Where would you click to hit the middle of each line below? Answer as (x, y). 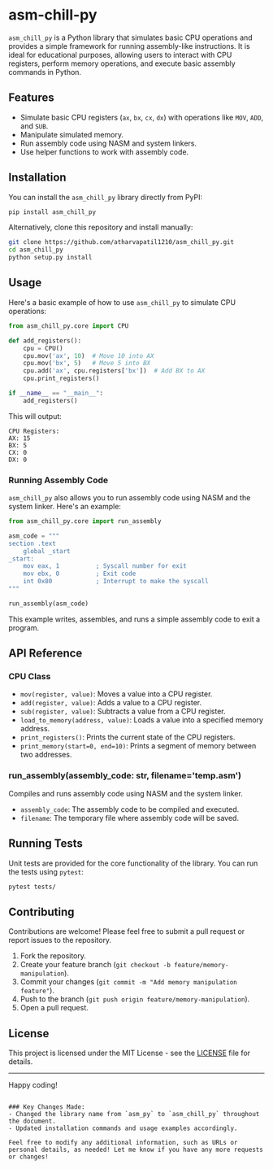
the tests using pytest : (46, 871)
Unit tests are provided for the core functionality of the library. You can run (133, 863)
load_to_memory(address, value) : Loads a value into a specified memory (142, 720)
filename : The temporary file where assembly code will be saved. (130, 818)
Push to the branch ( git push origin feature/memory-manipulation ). (135, 999)
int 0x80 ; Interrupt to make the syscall (116, 582)
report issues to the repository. (60, 940)
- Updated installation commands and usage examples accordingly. (123, 1128)
